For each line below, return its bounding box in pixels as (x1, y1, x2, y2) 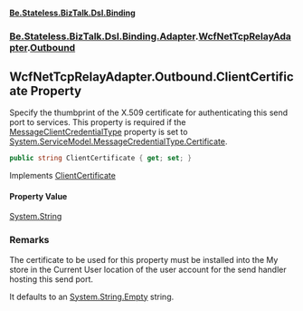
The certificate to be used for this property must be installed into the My (9, 254, 279, 265)
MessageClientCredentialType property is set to (9, 127, 188, 138)
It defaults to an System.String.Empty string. (9, 291, 175, 302)
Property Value (9, 190, 68, 201)
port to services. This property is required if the (9, 117, 186, 128)
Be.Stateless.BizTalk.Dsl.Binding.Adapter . (9, 30, 199, 43)
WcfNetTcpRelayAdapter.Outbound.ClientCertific (9, 69, 294, 84)
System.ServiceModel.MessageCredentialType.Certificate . (9, 136, 228, 147)
